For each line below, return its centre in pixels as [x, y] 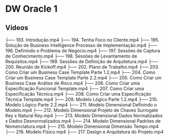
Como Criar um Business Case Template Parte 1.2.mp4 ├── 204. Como [80, 72]
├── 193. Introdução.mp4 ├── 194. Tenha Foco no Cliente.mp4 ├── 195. [82, 40]
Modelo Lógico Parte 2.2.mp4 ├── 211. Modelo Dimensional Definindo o [81, 105]
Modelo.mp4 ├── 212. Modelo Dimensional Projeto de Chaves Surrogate [82, 110]
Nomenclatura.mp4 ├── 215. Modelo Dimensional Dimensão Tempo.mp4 [82, 126]
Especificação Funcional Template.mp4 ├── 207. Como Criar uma [75, 89]
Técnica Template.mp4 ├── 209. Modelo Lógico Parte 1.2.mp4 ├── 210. [82, 99]
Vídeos [17, 28]
